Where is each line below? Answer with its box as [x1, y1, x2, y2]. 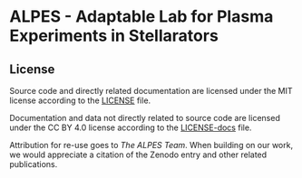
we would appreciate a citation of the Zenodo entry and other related [9, 149, 268, 160]
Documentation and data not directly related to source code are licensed [9, 113, 281, 123]
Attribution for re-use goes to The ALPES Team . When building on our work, [9, 140, 293, 150]
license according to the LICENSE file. [9, 95, 151, 106]
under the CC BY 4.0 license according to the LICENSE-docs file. [9, 122, 252, 133]
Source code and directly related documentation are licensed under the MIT [9, 86, 293, 96]
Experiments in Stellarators [9, 25, 219, 46]
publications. [9, 159, 58, 169]
